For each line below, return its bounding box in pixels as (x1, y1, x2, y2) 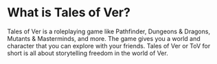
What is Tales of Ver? (7, 5, 130, 20)
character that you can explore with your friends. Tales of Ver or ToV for (7, 42, 211, 50)
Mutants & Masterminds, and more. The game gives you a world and (7, 34, 201, 42)
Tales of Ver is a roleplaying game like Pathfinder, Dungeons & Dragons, (7, 27, 211, 35)
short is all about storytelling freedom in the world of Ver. (7, 49, 168, 57)
